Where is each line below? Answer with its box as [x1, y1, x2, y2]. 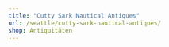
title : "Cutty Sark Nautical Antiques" [8, 11, 140, 20]
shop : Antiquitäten [8, 26, 73, 34]
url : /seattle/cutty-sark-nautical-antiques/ [8, 19, 161, 27]
